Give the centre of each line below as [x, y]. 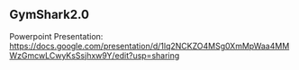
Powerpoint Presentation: [56, 36]
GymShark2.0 [50, 15]
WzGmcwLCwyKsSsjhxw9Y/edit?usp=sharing [95, 55]
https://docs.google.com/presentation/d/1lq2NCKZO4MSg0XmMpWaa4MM [149, 46]
